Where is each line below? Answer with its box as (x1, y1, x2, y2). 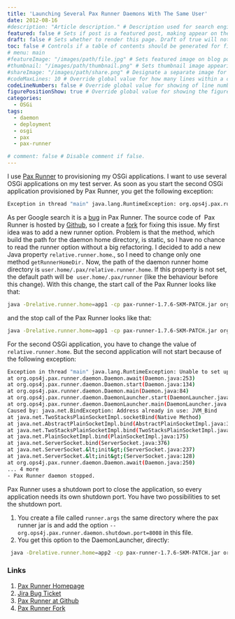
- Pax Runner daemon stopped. (7, 472, 96, 479)
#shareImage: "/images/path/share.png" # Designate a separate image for (7, 69, 227, 76)
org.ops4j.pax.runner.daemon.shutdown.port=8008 (17, 529, 162, 536)
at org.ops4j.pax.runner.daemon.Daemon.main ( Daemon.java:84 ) (7, 387, 190, 395)
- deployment (13, 120, 52, 128)
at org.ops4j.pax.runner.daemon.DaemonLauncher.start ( (7, 394, 171, 401)
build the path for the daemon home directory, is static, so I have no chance (7, 235, 225, 243)
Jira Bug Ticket (17, 589, 62, 597)
